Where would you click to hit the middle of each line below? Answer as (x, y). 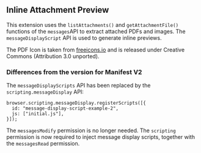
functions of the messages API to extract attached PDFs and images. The (96, 31)
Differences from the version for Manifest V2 (74, 72)
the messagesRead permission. (43, 144)
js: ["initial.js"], (38, 114)
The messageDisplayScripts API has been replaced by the (79, 86)
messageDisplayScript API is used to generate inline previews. (84, 38)
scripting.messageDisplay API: (45, 92)
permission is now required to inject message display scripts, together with (101, 137)
